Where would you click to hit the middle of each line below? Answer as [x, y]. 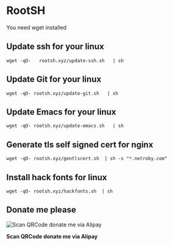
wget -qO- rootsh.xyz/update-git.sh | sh [62, 93]
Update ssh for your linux [55, 47]
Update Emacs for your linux [61, 112]
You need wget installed [37, 27]
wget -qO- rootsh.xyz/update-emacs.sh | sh [65, 126]
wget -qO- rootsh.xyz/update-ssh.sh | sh [65, 61]
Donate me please [41, 210]
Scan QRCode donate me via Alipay [52, 236]
